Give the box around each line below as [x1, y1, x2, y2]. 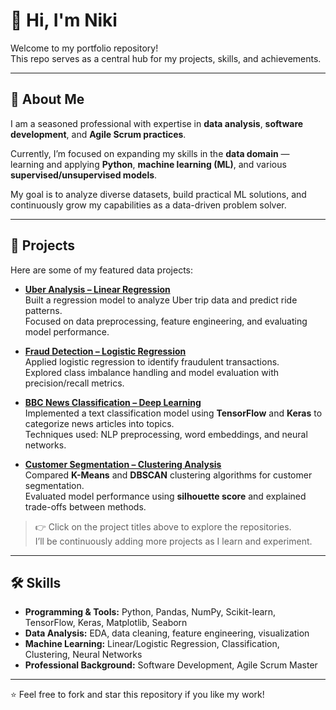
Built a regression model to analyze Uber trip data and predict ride [24, 294, 298, 306]
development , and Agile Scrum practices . [10, 128, 187, 140]
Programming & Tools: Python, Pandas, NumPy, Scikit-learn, [24, 606, 277, 618]
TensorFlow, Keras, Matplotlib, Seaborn [24, 617, 188, 629]
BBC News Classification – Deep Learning [24, 396, 202, 408]
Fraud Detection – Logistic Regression [24, 345, 187, 357]
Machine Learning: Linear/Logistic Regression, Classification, [24, 638, 280, 650]
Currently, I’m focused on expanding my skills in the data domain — [10, 147, 290, 159]
